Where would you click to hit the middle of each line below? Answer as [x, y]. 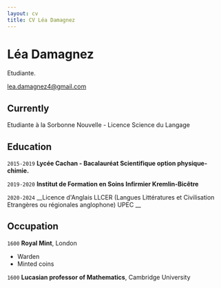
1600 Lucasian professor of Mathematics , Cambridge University [99, 277]
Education [30, 147]
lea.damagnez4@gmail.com [47, 86]
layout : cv [23, 13]
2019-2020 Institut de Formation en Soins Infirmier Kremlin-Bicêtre [103, 184]
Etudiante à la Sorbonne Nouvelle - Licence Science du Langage [99, 125]
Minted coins [35, 264]
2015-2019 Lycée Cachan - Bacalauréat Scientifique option [92, 164]
